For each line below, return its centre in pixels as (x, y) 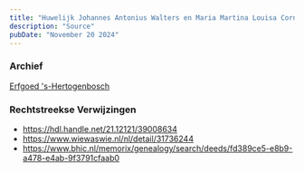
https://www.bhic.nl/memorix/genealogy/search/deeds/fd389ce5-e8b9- (157, 148)
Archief (26, 66)
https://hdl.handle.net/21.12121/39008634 (100, 129)
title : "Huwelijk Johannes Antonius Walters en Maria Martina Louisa (143, 18)
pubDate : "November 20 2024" (64, 34)
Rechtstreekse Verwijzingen (73, 110)
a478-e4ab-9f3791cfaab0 (71, 158)
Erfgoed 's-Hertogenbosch (60, 86)
